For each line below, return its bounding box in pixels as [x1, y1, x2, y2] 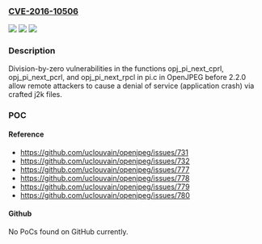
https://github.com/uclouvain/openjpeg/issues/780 [19, 190, 190, 200]
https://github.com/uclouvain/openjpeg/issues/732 [19, 156, 190, 166]
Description [8, 45, 56, 57]
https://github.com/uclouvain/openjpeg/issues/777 [19, 164, 190, 175]
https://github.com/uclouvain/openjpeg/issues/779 [19, 182, 190, 191]
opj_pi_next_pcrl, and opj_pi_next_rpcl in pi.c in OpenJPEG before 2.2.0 [8, 72, 247, 82]
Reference [8, 129, 44, 139]
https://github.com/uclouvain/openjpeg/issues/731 [19, 147, 188, 157]
